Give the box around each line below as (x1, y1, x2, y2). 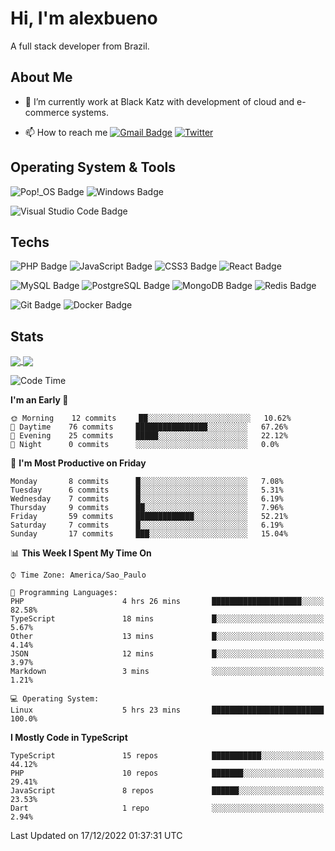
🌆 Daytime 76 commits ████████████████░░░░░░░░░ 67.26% (10, 422, 288, 432)
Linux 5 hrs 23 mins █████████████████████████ (10, 705, 325, 716)
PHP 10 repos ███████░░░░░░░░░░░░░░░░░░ (10, 768, 325, 779)
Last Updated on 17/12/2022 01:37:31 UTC (10, 830, 183, 842)
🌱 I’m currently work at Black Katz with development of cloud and (24, 95, 295, 107)
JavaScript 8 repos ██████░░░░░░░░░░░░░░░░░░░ (10, 786, 325, 796)
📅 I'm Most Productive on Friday (10, 457, 147, 469)
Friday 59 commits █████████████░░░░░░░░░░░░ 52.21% (10, 512, 288, 522)
